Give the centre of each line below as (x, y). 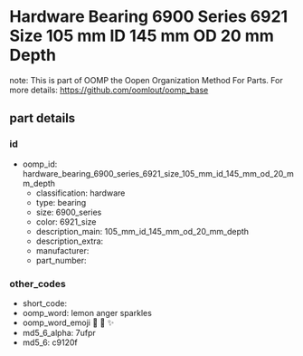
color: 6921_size (66, 221)
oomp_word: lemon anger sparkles (87, 313)
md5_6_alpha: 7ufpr (59, 332)
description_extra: (70, 241)
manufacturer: (62, 250)
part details (43, 118)
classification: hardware (80, 193)
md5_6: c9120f (50, 342)
